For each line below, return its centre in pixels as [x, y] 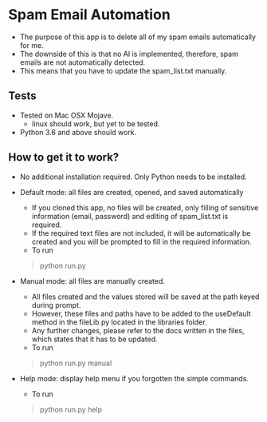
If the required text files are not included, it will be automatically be [141, 233]
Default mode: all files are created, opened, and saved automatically [132, 192]
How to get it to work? [64, 157]
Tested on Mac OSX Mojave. [67, 115]
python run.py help [71, 409]
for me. [31, 45]
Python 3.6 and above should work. [78, 132]
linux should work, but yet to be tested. [96, 123]
